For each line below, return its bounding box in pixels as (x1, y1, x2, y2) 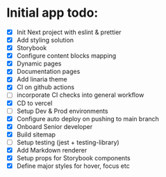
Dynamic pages (16, 59, 62, 68)
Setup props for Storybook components (16, 153, 131, 162)
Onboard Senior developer (16, 122, 93, 130)
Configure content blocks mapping (16, 52, 117, 60)
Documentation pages (16, 68, 81, 76)
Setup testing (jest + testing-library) (16, 138, 119, 146)
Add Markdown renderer (16, 146, 88, 154)
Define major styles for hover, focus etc (16, 162, 130, 170)
